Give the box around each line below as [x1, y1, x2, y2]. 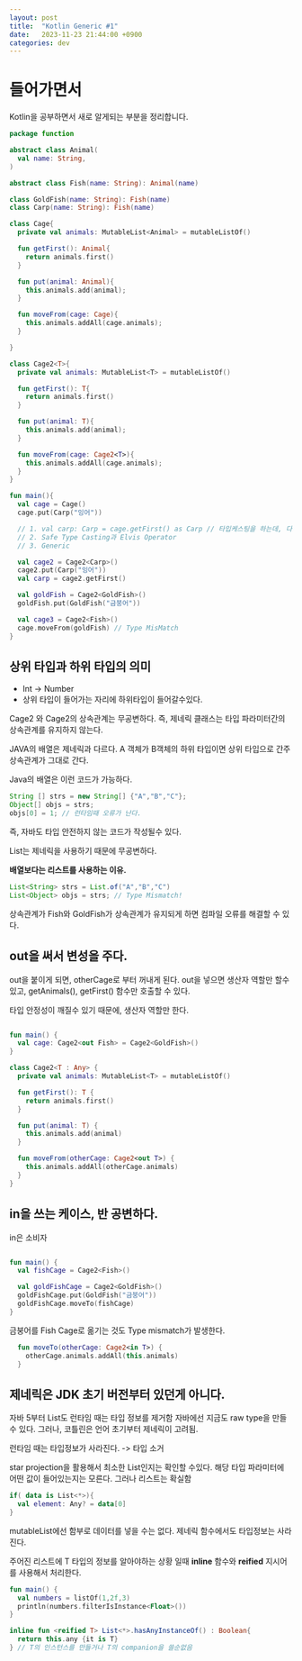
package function [9, 130, 75, 139]
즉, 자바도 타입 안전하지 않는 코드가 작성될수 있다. [9, 826, 182, 837]
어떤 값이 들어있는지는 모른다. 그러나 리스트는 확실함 [9, 1474, 191, 1484]
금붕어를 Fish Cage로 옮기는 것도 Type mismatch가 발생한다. [9, 1325, 226, 1336]
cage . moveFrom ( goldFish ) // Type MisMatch [17, 623, 179, 632]
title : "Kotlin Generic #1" [9, 22, 119, 31]
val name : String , [17, 154, 87, 163]
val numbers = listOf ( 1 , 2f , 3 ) [17, 1593, 130, 1602]
